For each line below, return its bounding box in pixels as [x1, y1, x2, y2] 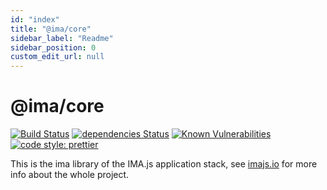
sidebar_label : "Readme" [10, 33, 114, 43]
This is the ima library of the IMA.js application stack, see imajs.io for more [10, 158, 318, 170]
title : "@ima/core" [10, 24, 92, 34]
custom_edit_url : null [10, 52, 105, 62]
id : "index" [10, 14, 60, 25]
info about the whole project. [10, 169, 130, 181]
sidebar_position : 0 [10, 42, 97, 53]
